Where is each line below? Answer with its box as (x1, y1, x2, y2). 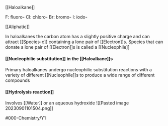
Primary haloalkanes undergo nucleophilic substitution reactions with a (5, 67, 152, 73)
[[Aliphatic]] (5, 24, 30, 30)
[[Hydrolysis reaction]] (5, 89, 54, 95)
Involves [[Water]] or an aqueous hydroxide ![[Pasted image (5, 100, 129, 106)
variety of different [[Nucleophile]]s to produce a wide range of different (5, 72, 155, 78)
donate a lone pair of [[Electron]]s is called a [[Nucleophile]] (5, 44, 130, 50)
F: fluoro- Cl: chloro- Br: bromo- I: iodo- (5, 14, 88, 20)
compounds (5, 77, 30, 83)
